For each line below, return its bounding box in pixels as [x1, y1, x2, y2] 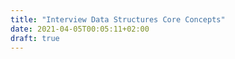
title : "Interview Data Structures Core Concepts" [10, 14, 226, 25]
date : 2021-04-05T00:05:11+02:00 [10, 24, 150, 34]
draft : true [10, 33, 60, 43]
